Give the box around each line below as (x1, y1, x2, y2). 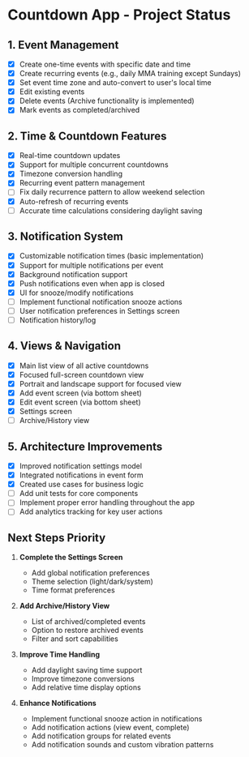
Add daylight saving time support (31, 665, 143, 675)
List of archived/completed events (31, 617, 146, 627)
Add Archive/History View (19, 601, 110, 611)
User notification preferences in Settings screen (19, 306, 180, 315)
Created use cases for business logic (19, 480, 144, 490)
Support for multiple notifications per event (19, 260, 164, 270)
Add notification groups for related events (31, 731, 172, 741)
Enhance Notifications (19, 699, 97, 708)
